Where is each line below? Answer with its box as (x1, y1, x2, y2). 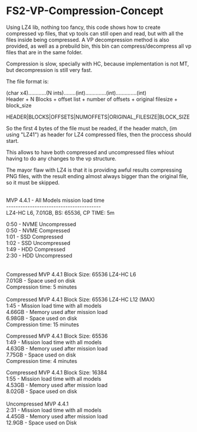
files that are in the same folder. (6, 48, 83, 55)
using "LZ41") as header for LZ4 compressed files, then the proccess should (6, 131, 192, 138)
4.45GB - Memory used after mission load (6, 413, 108, 420)
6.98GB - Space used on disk (6, 315, 78, 322)
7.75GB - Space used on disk (6, 351, 76, 358)
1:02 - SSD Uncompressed (6, 239, 71, 246)
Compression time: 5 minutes (6, 283, 78, 290)
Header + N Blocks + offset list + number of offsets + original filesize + (6, 96, 178, 103)
